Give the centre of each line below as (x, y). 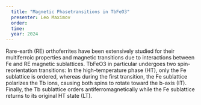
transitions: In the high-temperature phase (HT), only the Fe (112, 70)
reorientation (21, 70)
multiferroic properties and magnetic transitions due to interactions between (100, 58)
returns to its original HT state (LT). (49, 96)
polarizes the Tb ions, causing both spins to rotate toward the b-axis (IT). (96, 83)
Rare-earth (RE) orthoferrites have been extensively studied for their (90, 51)
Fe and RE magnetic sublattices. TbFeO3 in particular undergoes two (91, 64)
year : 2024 (25, 34)
